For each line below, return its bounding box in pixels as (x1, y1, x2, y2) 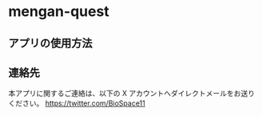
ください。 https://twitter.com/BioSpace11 (8, 98, 145, 108)
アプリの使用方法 (8, 36, 93, 50)
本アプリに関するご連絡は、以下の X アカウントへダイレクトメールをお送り (8, 89, 256, 98)
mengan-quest (8, 2, 109, 21)
